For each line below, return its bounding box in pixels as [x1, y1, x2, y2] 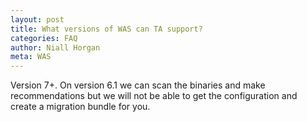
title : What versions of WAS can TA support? [10, 24, 203, 34]
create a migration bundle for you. [10, 101, 151, 113]
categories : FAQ [10, 33, 78, 43]
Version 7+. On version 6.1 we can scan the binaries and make [10, 79, 266, 91]
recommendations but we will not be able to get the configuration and [10, 90, 298, 102]
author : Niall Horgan [10, 42, 101, 53]
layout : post [10, 14, 65, 25]
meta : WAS [10, 52, 52, 62]
